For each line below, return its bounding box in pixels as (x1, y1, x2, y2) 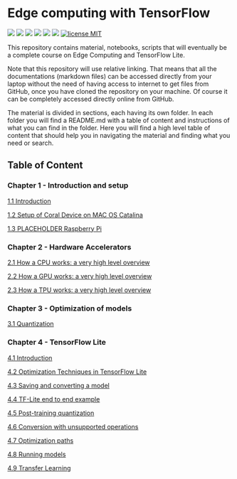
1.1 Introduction (7, 197, 51, 205)
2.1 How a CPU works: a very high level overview (7, 258, 151, 267)
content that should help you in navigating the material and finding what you (7, 131, 231, 139)
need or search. (7, 139, 54, 147)
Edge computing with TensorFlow (7, 5, 211, 21)
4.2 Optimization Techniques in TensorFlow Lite (7, 367, 147, 376)
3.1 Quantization (7, 320, 55, 328)
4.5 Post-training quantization (7, 409, 95, 417)
